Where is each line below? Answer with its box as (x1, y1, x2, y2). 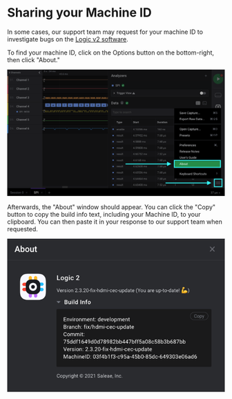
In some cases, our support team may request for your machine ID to (7, 28, 204, 36)
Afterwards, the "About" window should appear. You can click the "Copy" (7, 202, 216, 211)
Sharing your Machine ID (7, 5, 152, 21)
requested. (7, 224, 38, 233)
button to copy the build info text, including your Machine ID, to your (7, 210, 202, 218)
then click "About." (7, 55, 60, 64)
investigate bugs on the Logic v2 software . (7, 35, 129, 43)
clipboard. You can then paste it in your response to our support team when (7, 217, 223, 226)
